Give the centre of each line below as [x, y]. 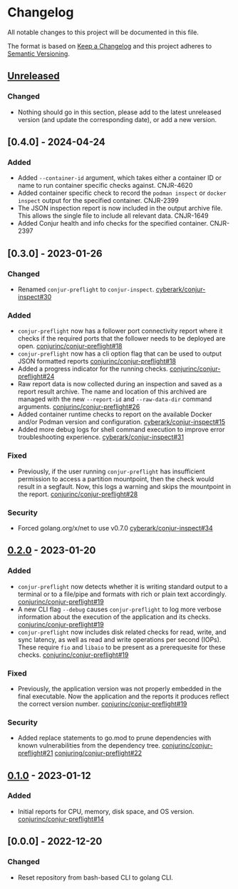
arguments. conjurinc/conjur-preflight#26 [79, 407]
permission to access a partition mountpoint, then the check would [116, 478]
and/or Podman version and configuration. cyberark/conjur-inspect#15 [121, 422]
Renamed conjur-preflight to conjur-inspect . [86, 289]
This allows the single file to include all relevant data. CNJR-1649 [113, 216]
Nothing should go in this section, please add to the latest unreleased [119, 112]
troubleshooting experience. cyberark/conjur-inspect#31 [100, 437]
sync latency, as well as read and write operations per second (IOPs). [119, 639]
